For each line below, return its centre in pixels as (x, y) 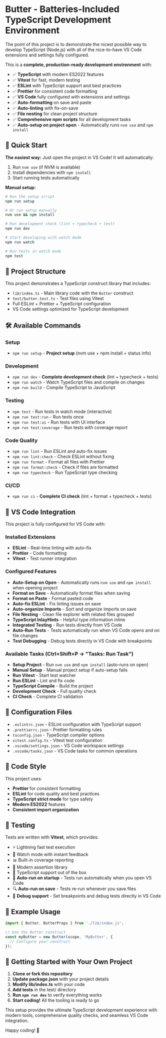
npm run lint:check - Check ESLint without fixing (63, 456)
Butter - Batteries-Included (62, 9)
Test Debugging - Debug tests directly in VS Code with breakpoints (82, 640)
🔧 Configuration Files (39, 712)
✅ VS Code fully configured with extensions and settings (71, 96)
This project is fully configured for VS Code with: (55, 524)
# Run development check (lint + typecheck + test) (60, 224)
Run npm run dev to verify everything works (57, 995)
